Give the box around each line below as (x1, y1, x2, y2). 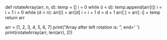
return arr (5, 15, 25, 20)
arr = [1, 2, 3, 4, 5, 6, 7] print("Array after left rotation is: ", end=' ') (5, 24, 140, 30)
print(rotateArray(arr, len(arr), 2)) (5, 30, 73, 35)
